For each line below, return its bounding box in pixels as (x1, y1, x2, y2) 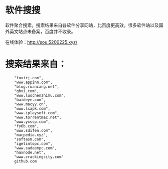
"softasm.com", (14, 136, 46, 142)
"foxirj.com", (14, 75, 44, 80)
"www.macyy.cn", (14, 101, 49, 107)
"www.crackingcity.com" (14, 154, 64, 159)
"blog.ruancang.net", (14, 84, 59, 89)
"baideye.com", (14, 97, 46, 102)
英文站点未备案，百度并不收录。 (9, 28, 76, 34)
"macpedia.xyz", (14, 132, 49, 137)
